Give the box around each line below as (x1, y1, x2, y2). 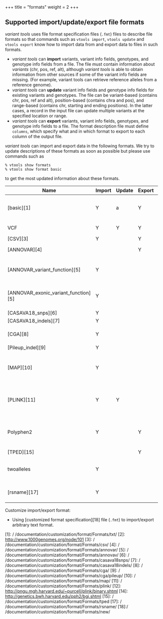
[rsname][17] (7, 489, 39, 495)
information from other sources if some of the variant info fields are (12, 71, 147, 77)
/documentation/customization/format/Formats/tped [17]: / (5, 598, 122, 604)
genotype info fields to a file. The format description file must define (12, 123, 149, 129)
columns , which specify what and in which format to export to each (12, 128, 146, 134)
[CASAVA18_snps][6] (7, 309, 57, 316)
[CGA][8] (7, 331, 29, 337)
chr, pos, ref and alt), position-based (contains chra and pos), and (12, 97, 144, 103)
